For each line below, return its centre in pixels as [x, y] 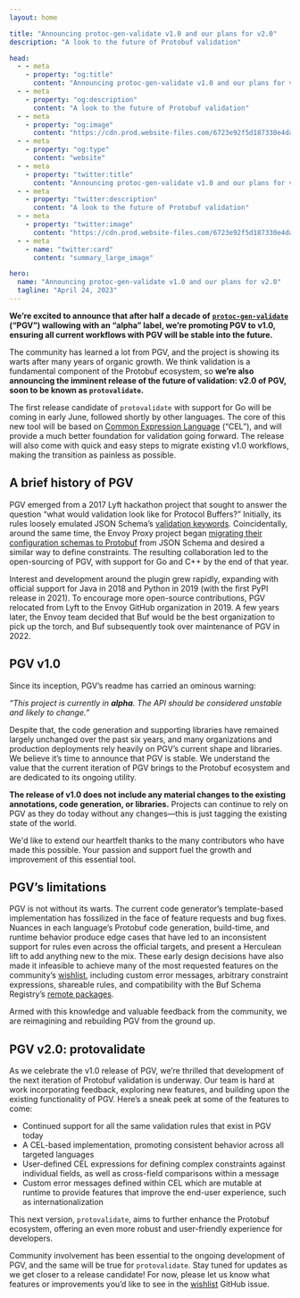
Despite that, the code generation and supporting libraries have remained [144, 729]
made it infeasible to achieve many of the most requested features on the [144, 965]
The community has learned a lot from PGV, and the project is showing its [144, 352]
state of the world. [43, 822]
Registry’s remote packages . [62, 994]
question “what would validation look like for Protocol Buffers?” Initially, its [146, 514]
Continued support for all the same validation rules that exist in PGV [146, 1126]
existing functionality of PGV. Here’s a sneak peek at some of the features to [149, 1100]
